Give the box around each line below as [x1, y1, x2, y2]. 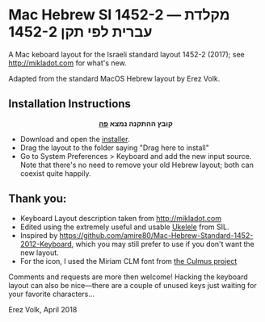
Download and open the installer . [19, 134, 130, 144]
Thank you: [8, 192, 67, 206]
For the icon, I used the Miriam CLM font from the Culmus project [19, 256, 238, 266]
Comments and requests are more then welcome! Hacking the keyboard [8, 272, 248, 282]
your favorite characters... [8, 289, 95, 299]
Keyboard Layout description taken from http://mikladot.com [19, 213, 222, 223]
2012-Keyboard [19, 239, 73, 249]
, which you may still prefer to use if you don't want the [71, 239, 254, 249]
